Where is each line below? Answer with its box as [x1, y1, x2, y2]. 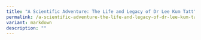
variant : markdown [6, 19, 52, 25]
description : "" [6, 25, 47, 31]
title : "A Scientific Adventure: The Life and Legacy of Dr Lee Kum [6, 8, 181, 15]
